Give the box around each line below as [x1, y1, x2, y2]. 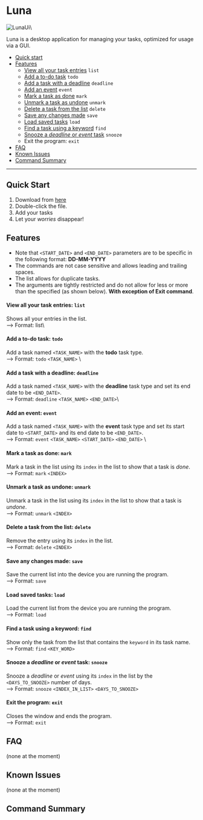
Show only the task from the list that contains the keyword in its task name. [6, 638, 190, 645]
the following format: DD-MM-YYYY [14, 255, 106, 262]
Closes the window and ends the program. [6, 713, 112, 719]
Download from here [14, 196, 66, 203]
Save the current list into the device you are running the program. [6, 571, 169, 578]
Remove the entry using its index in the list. [6, 537, 114, 544]
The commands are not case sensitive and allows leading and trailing [14, 262, 187, 269]
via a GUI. [6, 42, 31, 49]
